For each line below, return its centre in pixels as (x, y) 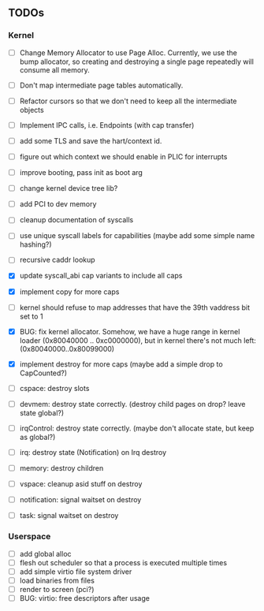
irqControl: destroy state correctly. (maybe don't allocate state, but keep (137, 428)
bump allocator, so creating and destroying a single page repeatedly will (137, 61)
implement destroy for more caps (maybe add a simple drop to (121, 364)
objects (32, 110)
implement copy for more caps (69, 292)
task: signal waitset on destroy (69, 516)
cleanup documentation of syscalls (76, 220)
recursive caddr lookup (58, 260)
